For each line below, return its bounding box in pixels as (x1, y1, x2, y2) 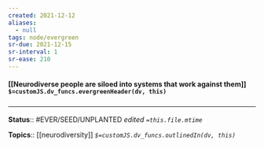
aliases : (8, 19, 37, 27)
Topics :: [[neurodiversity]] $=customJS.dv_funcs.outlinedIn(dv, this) (8, 130, 236, 139)
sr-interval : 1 (8, 48, 58, 56)
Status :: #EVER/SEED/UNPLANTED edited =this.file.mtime (8, 115, 203, 124)
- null (15, 26, 37, 34)
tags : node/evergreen (8, 33, 79, 42)
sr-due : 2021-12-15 (8, 41, 72, 49)
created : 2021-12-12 (8, 11, 76, 20)
